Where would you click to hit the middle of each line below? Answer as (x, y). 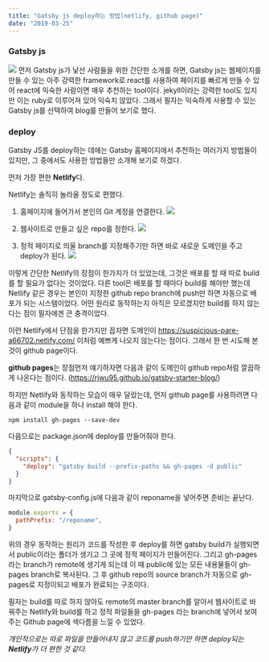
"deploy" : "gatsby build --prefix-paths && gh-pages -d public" (132, 466)
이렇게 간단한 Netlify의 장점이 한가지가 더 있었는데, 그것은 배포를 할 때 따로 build (134, 273)
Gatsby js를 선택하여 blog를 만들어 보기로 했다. (82, 110)
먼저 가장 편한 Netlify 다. (47, 177)
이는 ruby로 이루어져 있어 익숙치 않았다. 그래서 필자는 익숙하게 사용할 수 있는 (137, 100)
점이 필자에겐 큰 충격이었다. (66, 313)
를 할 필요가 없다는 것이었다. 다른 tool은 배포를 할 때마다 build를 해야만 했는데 (129, 283)
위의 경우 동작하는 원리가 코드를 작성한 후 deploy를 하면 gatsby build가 (120, 544)
